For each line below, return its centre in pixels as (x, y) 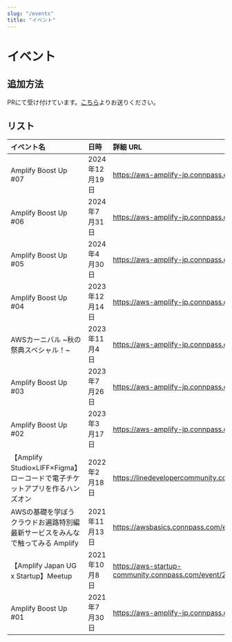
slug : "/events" (30, 14)
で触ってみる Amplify (45, 543)
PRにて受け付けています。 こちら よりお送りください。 (84, 102)
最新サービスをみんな (46, 533)
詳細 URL (128, 148)
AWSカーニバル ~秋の (46, 340)
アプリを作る (46, 489)
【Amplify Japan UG (44, 566)
